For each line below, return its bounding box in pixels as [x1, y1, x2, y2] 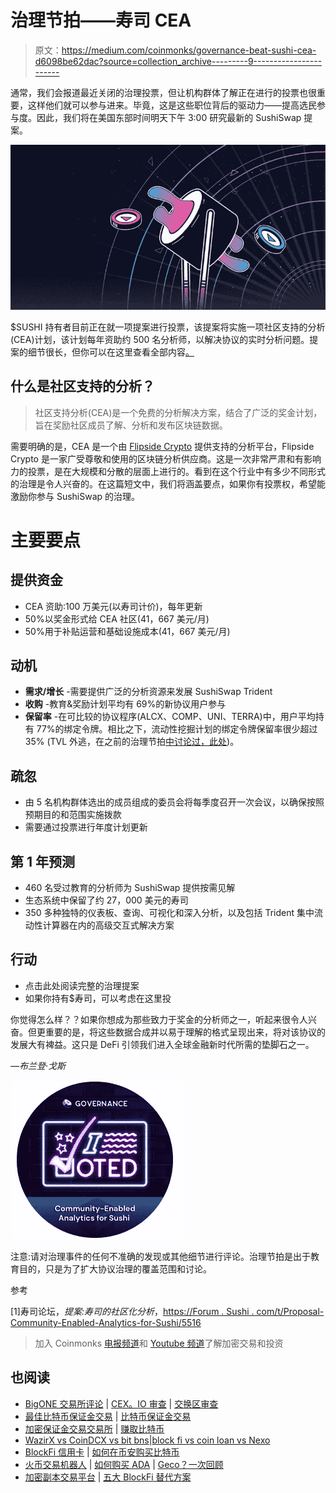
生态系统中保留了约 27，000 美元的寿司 [24, 894, 189, 906]
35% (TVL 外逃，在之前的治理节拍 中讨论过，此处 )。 [24, 736, 240, 748]
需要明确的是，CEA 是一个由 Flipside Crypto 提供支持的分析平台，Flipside [10, 440, 315, 452]
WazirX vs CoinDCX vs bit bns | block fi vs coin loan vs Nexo [24, 1434, 271, 1446]
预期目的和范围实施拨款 [24, 809, 122, 821]
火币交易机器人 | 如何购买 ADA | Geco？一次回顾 [24, 1458, 224, 1470]
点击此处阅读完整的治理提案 [24, 979, 140, 991]
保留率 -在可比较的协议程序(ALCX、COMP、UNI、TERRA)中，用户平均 [24, 711, 316, 723]
